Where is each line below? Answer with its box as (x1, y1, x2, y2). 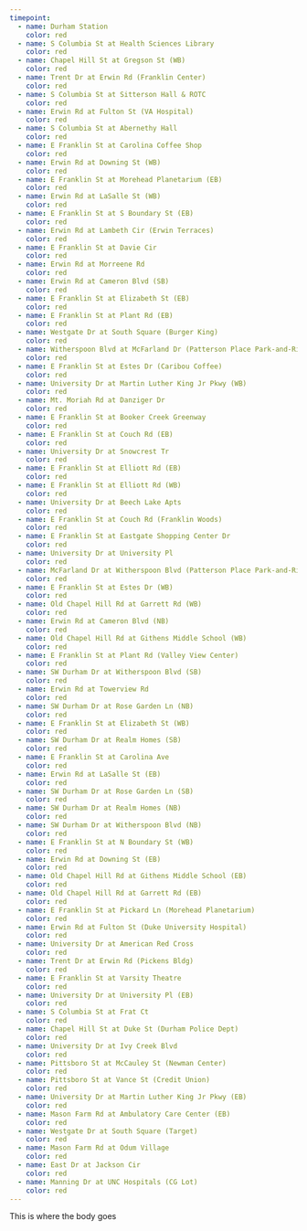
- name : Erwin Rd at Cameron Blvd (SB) (17, 277, 170, 286)
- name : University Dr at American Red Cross (17, 939, 195, 949)
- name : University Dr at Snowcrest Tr (17, 447, 170, 456)
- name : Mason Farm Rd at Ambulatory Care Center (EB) (17, 1109, 231, 1119)
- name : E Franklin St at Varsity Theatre (17, 973, 182, 982)
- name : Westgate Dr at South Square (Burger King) (17, 328, 219, 337)
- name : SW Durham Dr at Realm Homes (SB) (17, 736, 182, 745)
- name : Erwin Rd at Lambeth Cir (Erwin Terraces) (17, 226, 215, 235)
